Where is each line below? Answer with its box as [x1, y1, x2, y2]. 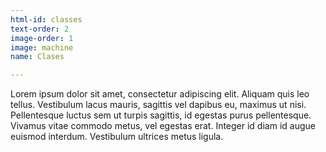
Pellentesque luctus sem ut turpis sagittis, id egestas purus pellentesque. [10, 109, 312, 121]
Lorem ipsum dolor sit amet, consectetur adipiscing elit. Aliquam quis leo [10, 88, 310, 100]
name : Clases [10, 52, 65, 62]
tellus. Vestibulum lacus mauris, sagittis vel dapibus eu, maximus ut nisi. [10, 99, 307, 111]
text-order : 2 [10, 24, 70, 34]
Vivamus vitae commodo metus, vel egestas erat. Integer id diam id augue [10, 120, 316, 132]
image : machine [10, 42, 74, 53]
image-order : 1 [10, 33, 74, 43]
